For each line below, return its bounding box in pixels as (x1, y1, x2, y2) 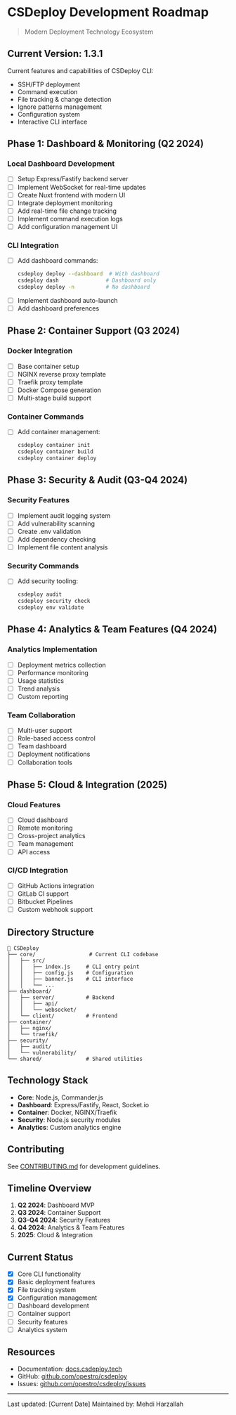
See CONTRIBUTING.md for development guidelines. (7, 1162, 161, 1171)
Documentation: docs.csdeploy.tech (17, 1364, 123, 1374)
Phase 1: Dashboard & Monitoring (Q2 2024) (7, 138, 204, 150)
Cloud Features (7, 800, 61, 809)
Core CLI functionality (17, 1270, 81, 1279)
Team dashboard (17, 742, 67, 750)
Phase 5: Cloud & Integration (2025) (7, 778, 168, 790)
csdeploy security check (17, 598, 91, 605)
